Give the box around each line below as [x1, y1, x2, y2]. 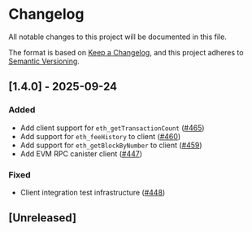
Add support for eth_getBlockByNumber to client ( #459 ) [20, 140, 202, 150]
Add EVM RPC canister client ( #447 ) [20, 148, 143, 159]
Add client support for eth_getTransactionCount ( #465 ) [20, 123, 205, 133]
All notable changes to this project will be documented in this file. [8, 32, 228, 42]
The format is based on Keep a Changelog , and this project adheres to [8, 47, 244, 57]
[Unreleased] [8, 211, 77, 225]
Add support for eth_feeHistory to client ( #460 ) [20, 131, 181, 141]
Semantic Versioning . [8, 56, 80, 66]
